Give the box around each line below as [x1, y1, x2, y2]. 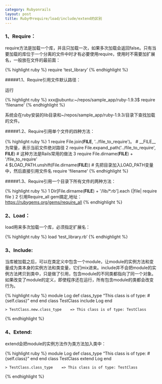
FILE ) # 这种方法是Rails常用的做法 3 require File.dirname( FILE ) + [5, 151, 133, 157]
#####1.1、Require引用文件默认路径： [5, 77, 81, 82]
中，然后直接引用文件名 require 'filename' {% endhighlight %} [5, 168, 129, 174]
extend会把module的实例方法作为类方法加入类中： [5, 340, 106, 347]
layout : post [5, 12, 32, 16]
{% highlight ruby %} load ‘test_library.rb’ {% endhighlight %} [5, 234, 128, 240]
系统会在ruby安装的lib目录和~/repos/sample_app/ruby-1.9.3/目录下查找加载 [5, 112, 155, 118]
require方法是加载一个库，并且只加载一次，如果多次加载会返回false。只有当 [5, 45, 157, 51]
